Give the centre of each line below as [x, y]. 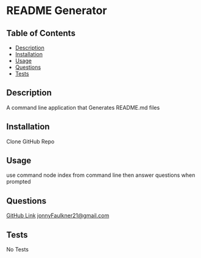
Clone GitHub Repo [30, 142]
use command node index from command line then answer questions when [101, 175]
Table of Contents [41, 33]
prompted [19, 182]
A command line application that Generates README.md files [83, 107]
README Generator [57, 11]
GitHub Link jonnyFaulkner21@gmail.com [58, 216]
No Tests [18, 249]
